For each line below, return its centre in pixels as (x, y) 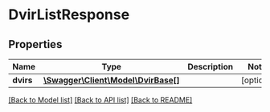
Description (211, 67)
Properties (35, 44)
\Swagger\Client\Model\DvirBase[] (111, 80)
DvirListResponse (69, 15)
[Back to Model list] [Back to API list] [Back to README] (100, 100)
